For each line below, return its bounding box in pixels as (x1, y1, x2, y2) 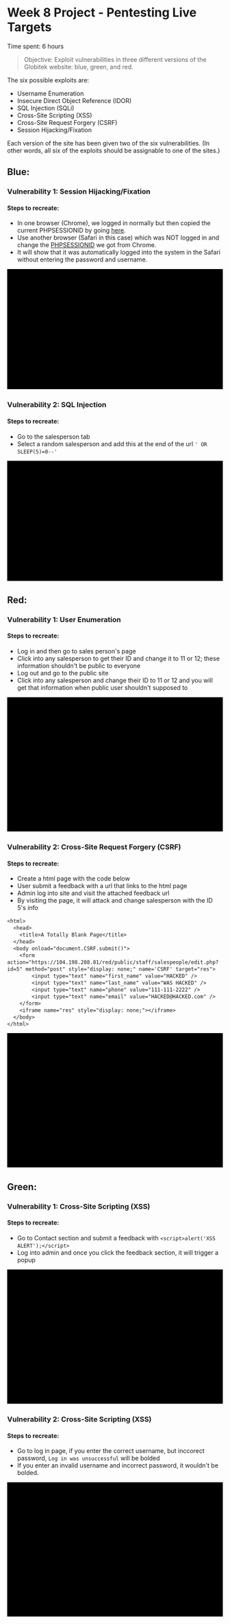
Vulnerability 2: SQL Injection (7, 400, 107, 410)
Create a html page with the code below (16, 874, 130, 883)
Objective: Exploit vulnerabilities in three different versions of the (23, 55, 207, 63)
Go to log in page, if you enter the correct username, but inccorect (16, 1447, 205, 1455)
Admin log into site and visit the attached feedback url (16, 889, 170, 897)
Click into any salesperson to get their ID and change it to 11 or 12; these (16, 654, 220, 663)
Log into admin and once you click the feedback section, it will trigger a (16, 1248, 219, 1257)
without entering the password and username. (16, 255, 148, 264)
